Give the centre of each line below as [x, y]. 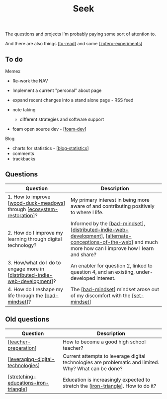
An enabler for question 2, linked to [111, 265]
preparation [21, 348]
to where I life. [87, 212]
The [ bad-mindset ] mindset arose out [115, 289]
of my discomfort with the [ [102, 295]
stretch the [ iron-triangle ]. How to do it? [110, 386]
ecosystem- [44, 209]
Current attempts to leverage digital [104, 356]
